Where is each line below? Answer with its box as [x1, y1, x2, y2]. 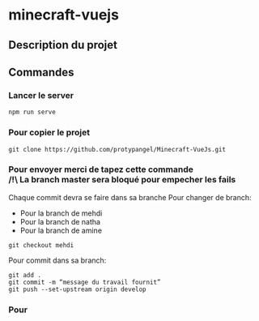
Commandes [8, 65, 74, 79]
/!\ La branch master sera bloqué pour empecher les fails [8, 174, 236, 186]
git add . [8, 271, 42, 279]
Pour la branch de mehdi [19, 208, 103, 218]
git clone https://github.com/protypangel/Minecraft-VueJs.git [8, 145, 227, 153]
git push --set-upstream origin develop [8, 285, 147, 293]
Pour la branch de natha [19, 216, 101, 226]
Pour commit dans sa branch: [8, 255, 107, 265]
